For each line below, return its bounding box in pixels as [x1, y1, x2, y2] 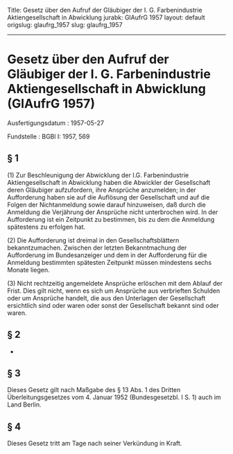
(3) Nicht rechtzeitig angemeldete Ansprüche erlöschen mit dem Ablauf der [7, 279, 223, 287]
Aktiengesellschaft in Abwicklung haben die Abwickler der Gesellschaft [7, 178, 211, 186]
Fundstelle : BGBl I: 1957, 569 [7, 132, 90, 140]
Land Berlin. [7, 400, 42, 409]
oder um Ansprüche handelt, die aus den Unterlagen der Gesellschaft [7, 293, 206, 302]
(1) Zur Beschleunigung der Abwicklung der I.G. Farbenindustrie [7, 170, 189, 179]
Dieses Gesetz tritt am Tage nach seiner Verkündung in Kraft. [7, 439, 182, 448]
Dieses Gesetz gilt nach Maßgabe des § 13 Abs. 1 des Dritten [7, 386, 181, 394]
